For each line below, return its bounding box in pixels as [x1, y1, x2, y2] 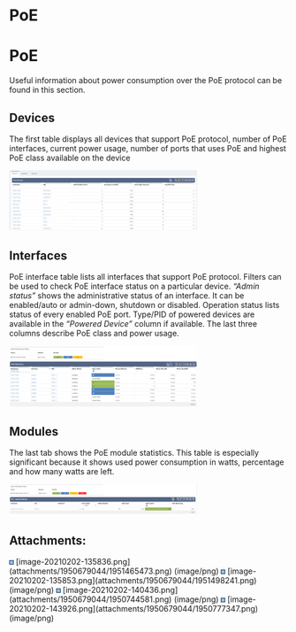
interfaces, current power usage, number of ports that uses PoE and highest [9, 143, 287, 153]
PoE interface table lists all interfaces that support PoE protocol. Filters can [9, 271, 282, 281]
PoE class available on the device [9, 152, 131, 163]
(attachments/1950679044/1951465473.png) [9, 566, 172, 576]
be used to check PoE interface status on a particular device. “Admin [9, 281, 260, 291]
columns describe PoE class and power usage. [9, 328, 179, 338]
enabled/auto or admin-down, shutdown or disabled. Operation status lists [9, 299, 280, 310]
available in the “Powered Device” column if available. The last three [9, 318, 258, 328]
